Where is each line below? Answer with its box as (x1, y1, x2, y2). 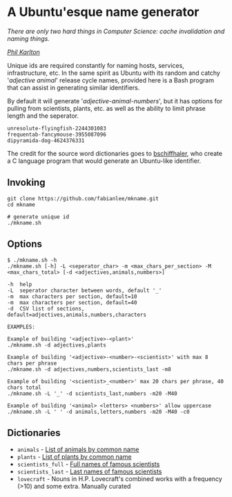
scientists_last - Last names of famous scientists (17, 467, 162, 476)
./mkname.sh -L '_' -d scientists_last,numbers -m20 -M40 (7, 390, 177, 397)
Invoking (7, 177, 46, 189)
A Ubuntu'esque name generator (7, 4, 200, 20)
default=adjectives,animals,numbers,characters (7, 311, 147, 318)
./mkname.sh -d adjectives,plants (7, 341, 107, 349)
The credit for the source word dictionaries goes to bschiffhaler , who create (7, 149, 223, 157)
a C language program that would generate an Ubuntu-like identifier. (7, 157, 202, 165)
